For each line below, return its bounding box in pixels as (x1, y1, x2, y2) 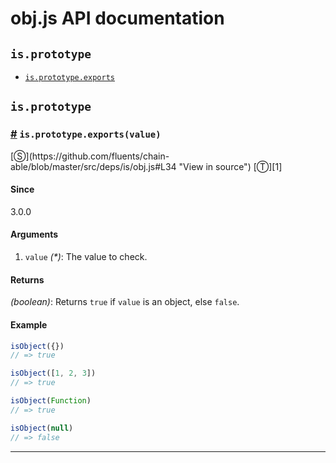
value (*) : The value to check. (24, 251, 148, 263)
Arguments (10, 228, 59, 241)
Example (10, 318, 48, 331)
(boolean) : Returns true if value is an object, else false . (10, 296, 240, 308)
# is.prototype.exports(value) (10, 127, 162, 141)
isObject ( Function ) (10, 396, 92, 406)
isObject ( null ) (10, 423, 74, 433)
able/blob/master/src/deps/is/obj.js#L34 (10, 160, 177, 172)
